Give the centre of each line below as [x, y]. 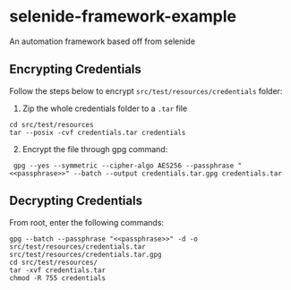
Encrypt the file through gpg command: [95, 149]
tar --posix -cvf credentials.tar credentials [98, 132]
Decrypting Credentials [76, 201]
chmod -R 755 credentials [57, 278]
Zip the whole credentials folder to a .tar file [105, 108]
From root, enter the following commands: [86, 222]
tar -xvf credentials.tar [57, 270]
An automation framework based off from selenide [102, 41]
